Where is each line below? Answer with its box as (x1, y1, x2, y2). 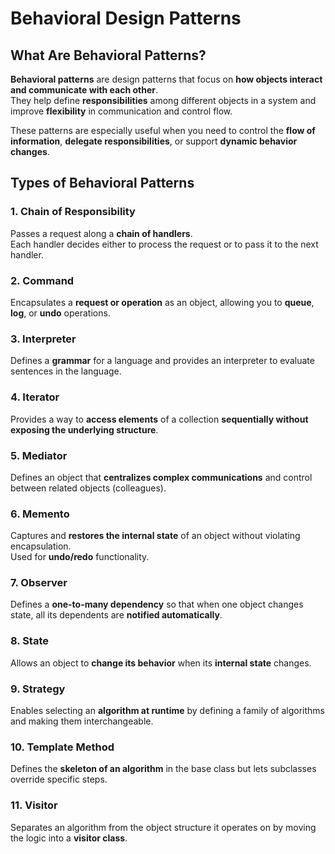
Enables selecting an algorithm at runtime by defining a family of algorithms (10, 705, 325, 717)
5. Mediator (10, 448, 68, 462)
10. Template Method (10, 740, 115, 754)
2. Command (10, 273, 75, 287)
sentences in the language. (10, 365, 122, 377)
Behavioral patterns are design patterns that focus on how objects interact (10, 73, 323, 85)
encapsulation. (10, 540, 72, 552)
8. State (10, 634, 49, 648)
